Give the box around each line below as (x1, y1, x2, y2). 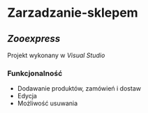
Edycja (17, 92, 37, 100)
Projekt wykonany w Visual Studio (7, 51, 105, 59)
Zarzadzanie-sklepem (7, 5, 138, 21)
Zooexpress (7, 33, 61, 45)
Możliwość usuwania (17, 99, 78, 107)
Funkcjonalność (7, 68, 63, 78)
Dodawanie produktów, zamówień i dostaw (17, 84, 142, 93)
